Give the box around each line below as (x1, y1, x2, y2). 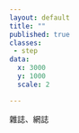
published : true (9, 30, 70, 39)
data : (9, 55, 30, 64)
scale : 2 (17, 80, 50, 89)
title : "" (9, 22, 47, 31)
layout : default (9, 13, 70, 22)
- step (13, 47, 39, 56)
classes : (9, 38, 42, 48)
